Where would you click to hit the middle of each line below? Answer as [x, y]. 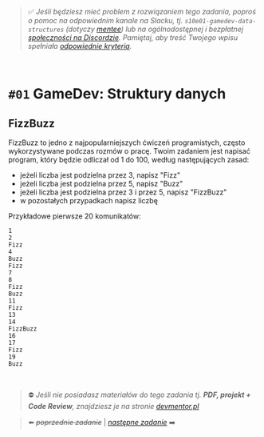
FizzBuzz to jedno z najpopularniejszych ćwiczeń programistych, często [127, 142]
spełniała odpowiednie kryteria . [80, 46]
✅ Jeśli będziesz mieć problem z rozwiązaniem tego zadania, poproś [142, 12]
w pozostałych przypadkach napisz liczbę [89, 200]
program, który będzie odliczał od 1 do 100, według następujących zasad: [129, 160]
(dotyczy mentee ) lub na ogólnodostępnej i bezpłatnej [155, 29]
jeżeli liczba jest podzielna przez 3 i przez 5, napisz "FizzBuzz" [123, 192]
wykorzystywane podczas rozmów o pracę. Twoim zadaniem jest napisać [130, 151]
